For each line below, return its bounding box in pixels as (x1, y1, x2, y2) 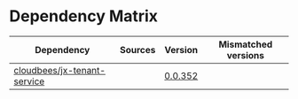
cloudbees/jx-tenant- (13, 64, 106, 76)
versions (226, 49, 264, 61)
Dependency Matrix (9, 6, 158, 27)
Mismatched (218, 38, 273, 50)
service (13, 75, 45, 88)
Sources (119, 43, 156, 56)
